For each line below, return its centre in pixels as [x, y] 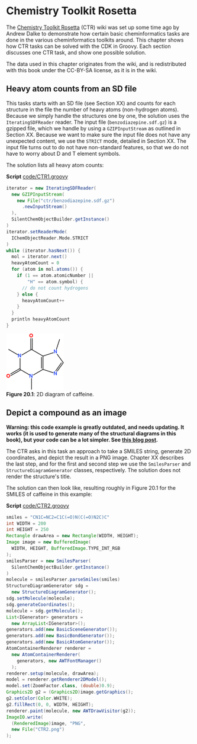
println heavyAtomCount [41, 319]
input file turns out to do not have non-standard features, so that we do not [98, 147]
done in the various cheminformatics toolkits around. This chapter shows [95, 40]
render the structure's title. [39, 476]
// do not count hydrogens [55, 288]
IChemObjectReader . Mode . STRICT [50, 238]
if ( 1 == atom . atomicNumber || [55, 275]
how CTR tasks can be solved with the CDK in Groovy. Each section [88, 46]
